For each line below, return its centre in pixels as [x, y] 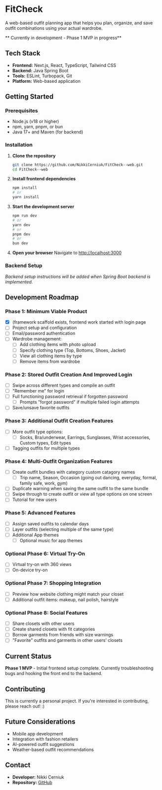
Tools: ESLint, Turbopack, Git [42, 76]
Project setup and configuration [44, 328]
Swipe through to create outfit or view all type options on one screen [82, 494]
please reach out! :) [25, 706]
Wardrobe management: [37, 339]
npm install [24, 188]
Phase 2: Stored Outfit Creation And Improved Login [69, 374]
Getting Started [29, 97]
